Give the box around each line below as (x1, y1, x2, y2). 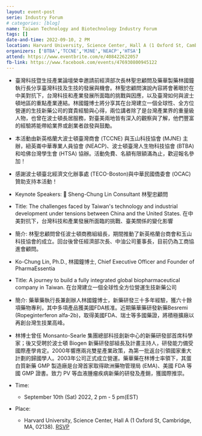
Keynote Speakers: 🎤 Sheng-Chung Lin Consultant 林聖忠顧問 (14, 191, 168, 198)
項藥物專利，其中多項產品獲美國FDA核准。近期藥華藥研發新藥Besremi (14, 304, 188, 311)
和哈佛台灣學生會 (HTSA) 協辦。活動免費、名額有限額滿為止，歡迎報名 (14, 150, 189, 157)
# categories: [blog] (6, 20, 61, 26)
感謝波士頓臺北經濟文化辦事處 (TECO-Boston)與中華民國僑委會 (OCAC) (14, 170, 191, 177)
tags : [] (6, 31, 28, 37)
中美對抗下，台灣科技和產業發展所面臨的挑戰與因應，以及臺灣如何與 (14, 92, 184, 99)
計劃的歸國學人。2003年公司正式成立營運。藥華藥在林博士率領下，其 (14, 354, 186, 362)
